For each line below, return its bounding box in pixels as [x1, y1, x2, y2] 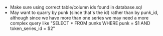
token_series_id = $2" [10, 25, 55, 31]
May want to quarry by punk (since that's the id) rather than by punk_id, [10, 9, 159, 15]
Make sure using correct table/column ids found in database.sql [10, 4, 142, 10]
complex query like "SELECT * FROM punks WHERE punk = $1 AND [10, 20, 150, 26]
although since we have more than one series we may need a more [10, 15, 149, 20]
